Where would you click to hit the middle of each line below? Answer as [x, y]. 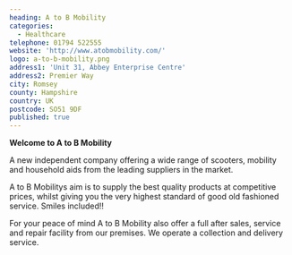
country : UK [31, 101]
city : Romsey [34, 84]
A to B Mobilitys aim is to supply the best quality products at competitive [143, 187]
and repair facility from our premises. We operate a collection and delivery [146, 233]
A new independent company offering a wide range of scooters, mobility [143, 160]
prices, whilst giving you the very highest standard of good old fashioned [144, 197]
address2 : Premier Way [52, 76]
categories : [31, 26]
